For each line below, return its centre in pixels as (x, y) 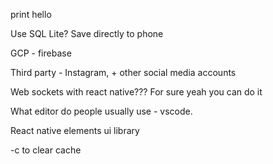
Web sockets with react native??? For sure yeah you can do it (136, 92)
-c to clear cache (46, 150)
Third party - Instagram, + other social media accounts (123, 72)
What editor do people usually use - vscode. (101, 111)
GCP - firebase (41, 53)
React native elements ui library (75, 130)
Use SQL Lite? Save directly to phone (87, 33)
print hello (31, 14)
